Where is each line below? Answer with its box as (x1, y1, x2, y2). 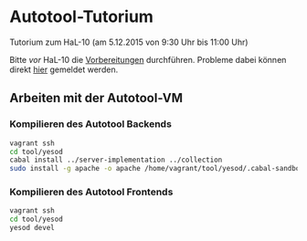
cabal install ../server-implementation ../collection (9, 155, 223, 165)
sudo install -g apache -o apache (9, 164, 142, 173)
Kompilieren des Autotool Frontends (9, 185, 174, 198)
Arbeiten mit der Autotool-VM (9, 90, 184, 106)
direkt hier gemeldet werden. (9, 64, 119, 75)
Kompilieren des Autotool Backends (9, 118, 172, 131)
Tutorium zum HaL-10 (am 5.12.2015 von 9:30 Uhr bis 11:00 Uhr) (9, 37, 249, 47)
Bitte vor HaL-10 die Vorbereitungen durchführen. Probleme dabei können (9, 54, 287, 65)
